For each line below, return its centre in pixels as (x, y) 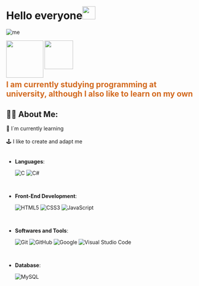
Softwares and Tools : (41, 231)
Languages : (30, 162)
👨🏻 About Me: (32, 114)
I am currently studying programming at (81, 85)
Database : (28, 265)
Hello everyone (45, 16)
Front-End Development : (46, 196)
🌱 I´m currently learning (35, 128)
